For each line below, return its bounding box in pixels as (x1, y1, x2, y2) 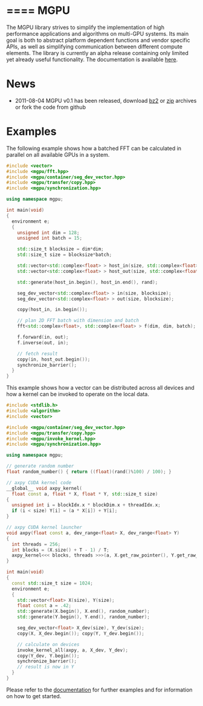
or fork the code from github (14, 103, 86, 111)
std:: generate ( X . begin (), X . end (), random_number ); (17, 609, 150, 615)
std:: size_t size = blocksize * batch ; (17, 252, 112, 258)
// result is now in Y (17, 664, 74, 670)
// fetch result (17, 350, 59, 357)
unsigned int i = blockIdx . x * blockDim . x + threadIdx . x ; (11, 502, 161, 508)
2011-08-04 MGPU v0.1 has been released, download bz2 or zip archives (14, 97, 197, 104)
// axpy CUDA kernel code (6, 479, 71, 486)
